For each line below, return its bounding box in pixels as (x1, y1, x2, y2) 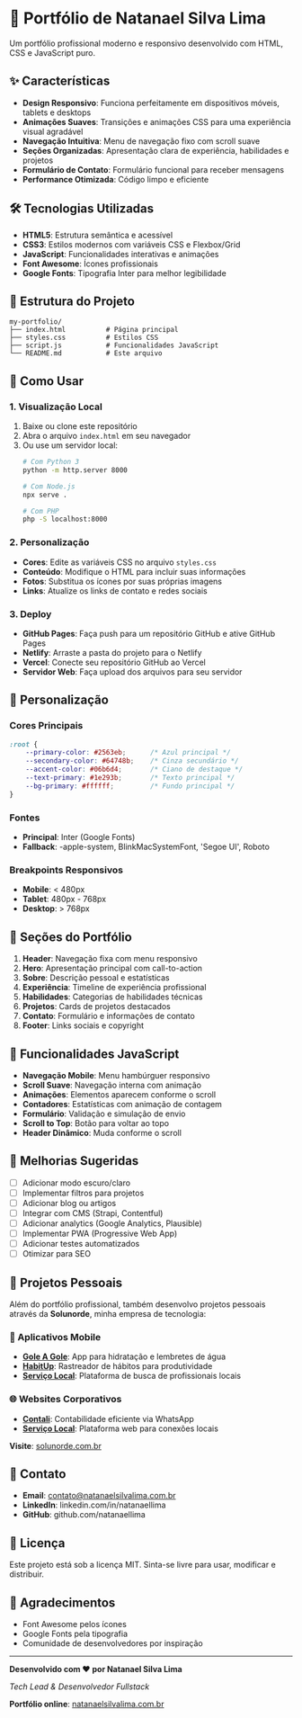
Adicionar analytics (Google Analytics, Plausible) (22, 1218, 202, 1229)
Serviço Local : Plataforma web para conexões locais (22, 1423, 218, 1434)
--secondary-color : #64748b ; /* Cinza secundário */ (25, 756, 240, 765)
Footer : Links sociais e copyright (22, 1020, 145, 1031)
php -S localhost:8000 (22, 515, 108, 524)
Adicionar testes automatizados (22, 1239, 140, 1249)
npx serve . (22, 490, 67, 499)
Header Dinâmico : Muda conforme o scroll (22, 1127, 182, 1138)
